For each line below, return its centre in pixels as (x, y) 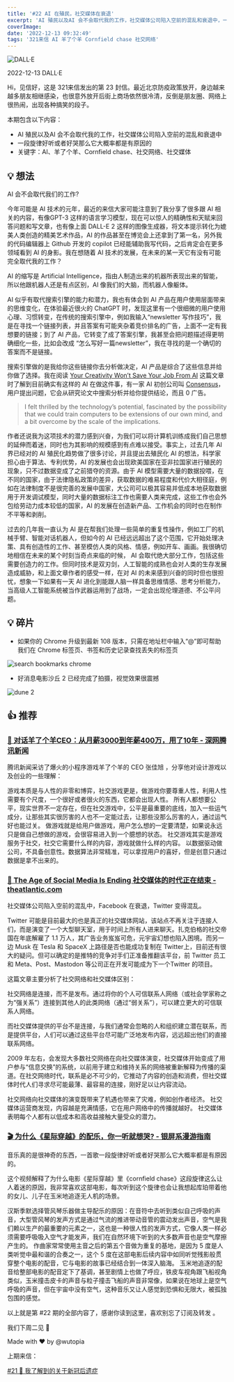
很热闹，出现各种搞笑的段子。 (50, 105)
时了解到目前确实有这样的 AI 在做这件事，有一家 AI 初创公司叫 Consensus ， (116, 384)
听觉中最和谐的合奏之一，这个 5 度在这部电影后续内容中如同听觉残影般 (114, 1254)
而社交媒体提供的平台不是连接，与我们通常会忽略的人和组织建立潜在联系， (114, 1026)
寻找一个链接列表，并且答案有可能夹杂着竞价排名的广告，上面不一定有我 (123, 326)
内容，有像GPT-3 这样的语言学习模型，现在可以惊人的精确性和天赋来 (118, 218)
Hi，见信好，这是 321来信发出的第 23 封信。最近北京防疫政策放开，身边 (110, 87)
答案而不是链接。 (32, 351)
